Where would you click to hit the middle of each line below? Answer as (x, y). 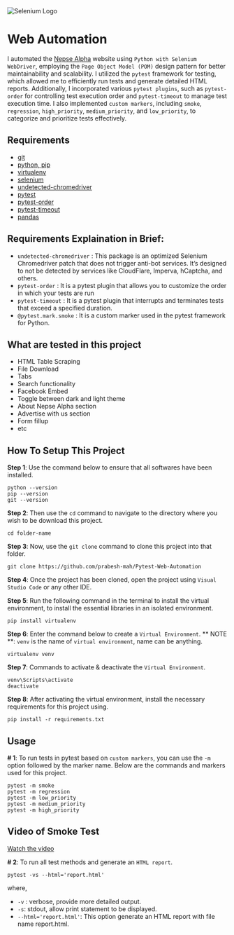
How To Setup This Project (66, 450)
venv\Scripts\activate (40, 680)
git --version (28, 500)
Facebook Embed (43, 391)
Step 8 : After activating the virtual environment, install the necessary (106, 699)
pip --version (28, 494)
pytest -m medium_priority (46, 804)
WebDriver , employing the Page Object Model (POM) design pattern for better (116, 66)
